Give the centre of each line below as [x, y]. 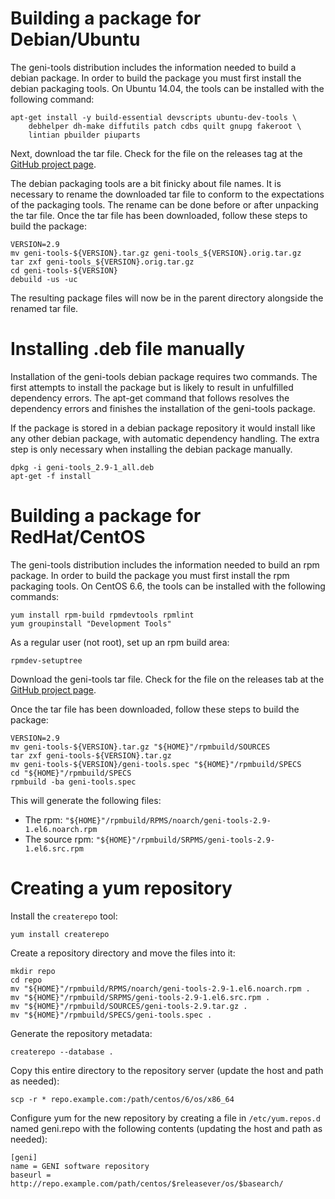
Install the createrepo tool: [64, 916]
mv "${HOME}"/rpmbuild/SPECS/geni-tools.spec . [111, 1015]
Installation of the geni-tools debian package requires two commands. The [164, 376]
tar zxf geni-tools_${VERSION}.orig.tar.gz [102, 262]
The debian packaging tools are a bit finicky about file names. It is [146, 183]
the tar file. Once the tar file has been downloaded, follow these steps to [159, 215]
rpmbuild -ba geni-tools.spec [73, 782]
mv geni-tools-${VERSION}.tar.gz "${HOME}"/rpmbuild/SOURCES [140, 747]
